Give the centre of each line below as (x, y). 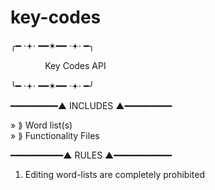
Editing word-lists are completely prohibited (114, 174)
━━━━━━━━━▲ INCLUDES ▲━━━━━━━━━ (91, 105)
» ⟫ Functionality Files (55, 135)
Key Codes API (75, 65)
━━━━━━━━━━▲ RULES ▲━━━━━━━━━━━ (91, 155)
